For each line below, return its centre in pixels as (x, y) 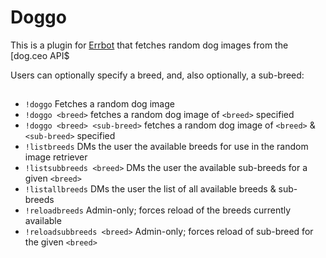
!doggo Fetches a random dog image (99, 104)
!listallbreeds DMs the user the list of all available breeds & (150, 189)
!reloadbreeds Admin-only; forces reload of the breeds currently (158, 210)
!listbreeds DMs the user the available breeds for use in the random (166, 147)
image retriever (56, 157)
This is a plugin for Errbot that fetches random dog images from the (149, 45)
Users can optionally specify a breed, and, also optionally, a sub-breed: (157, 75)
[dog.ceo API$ (40, 55)
